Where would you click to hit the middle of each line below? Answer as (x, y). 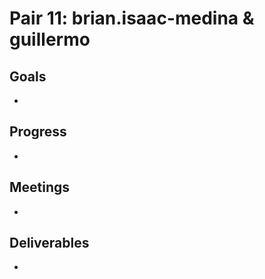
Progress (38, 132)
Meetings (40, 187)
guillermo (50, 39)
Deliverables (49, 243)
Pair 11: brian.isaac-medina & (132, 18)
